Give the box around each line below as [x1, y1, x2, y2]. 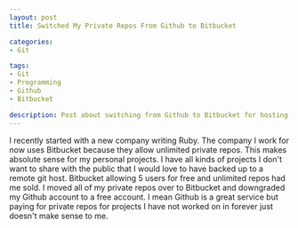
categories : [9, 37, 53, 46]
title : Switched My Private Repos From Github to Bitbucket [9, 21, 238, 30]
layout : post [9, 12, 58, 22]
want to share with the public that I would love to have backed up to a [9, 163, 264, 174]
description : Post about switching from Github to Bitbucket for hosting [9, 110, 289, 120]
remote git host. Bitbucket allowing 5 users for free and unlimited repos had [9, 172, 286, 183]
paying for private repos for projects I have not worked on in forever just [9, 200, 274, 211]
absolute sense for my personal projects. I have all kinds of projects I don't [9, 153, 283, 164]
